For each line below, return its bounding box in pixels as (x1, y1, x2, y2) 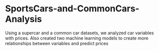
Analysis (5, 13, 42, 25)
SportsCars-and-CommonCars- (5, 3, 140, 14)
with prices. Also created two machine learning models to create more (5, 35, 149, 41)
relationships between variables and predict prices (5, 40, 108, 46)
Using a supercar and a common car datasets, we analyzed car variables (5, 30, 154, 36)
